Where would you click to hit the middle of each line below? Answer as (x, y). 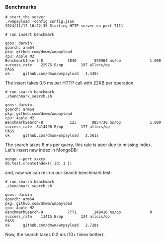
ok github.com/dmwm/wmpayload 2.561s (52, 136)
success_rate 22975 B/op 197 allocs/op (58, 65)
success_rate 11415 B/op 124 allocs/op (58, 217)
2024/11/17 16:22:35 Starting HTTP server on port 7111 (64, 26)
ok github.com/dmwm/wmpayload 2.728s (52, 225)
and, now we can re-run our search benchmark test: (59, 173)
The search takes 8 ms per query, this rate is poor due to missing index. (79, 145)
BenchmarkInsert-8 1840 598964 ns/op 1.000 (83, 61)
